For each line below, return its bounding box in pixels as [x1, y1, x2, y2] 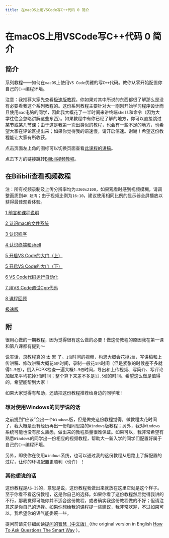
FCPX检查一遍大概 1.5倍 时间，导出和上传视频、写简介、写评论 [35, 367, 163, 373]
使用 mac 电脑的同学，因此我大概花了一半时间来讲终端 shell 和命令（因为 [9, 109, 156, 115]
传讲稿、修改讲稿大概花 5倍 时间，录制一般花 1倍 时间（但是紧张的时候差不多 [5, 360, 158, 366]
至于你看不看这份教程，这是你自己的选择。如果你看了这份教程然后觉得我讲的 [5, 491, 164, 497]
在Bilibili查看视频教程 [5, 172, 71, 181]
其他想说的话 [5, 472, 37, 479]
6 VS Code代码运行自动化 [5, 274, 59, 280]
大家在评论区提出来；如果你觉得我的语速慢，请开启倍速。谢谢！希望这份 [9, 128, 159, 134]
